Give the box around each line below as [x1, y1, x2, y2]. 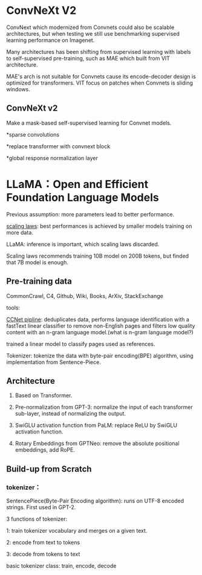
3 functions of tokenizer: [6, 515, 68, 522]
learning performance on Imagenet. [6, 36, 95, 44]
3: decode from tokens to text [6, 551, 80, 557]
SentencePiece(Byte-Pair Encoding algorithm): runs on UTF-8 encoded [6, 497, 184, 504]
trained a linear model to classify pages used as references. [6, 340, 155, 348]
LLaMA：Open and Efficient [6, 177, 149, 191]
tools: [6, 304, 21, 311]
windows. [6, 85, 30, 93]
